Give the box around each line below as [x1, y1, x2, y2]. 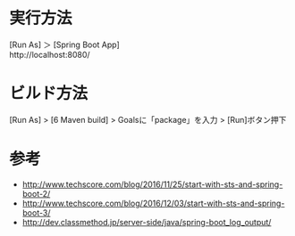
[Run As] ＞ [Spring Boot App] [9, 39, 121, 50]
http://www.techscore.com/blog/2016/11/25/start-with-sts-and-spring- [21, 179, 283, 190]
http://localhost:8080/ [9, 49, 91, 60]
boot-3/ [21, 207, 51, 218]
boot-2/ [21, 188, 51, 199]
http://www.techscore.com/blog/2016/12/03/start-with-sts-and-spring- [21, 198, 285, 208]
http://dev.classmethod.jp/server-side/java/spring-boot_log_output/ [21, 216, 272, 227]
